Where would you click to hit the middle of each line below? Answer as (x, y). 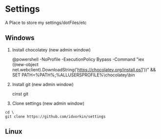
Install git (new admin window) (43, 84)
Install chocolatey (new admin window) (51, 49)
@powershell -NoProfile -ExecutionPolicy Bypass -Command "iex (78, 59)
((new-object (25, 64)
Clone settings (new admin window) (48, 103)
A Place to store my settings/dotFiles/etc (46, 23)
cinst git (20, 93)
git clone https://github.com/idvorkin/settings (55, 116)
